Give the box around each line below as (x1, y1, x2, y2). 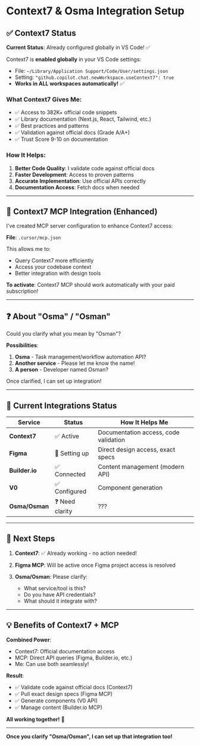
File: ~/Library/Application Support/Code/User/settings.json (14, 67, 168, 74)
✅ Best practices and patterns (14, 122, 89, 130)
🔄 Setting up (54, 449, 89, 458)
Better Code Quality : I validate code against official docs (14, 164, 155, 171)
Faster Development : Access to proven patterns (14, 171, 134, 178)
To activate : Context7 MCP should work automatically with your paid (6, 281, 175, 288)
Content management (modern (98, 463, 185, 471)
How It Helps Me (120, 418, 168, 426)
